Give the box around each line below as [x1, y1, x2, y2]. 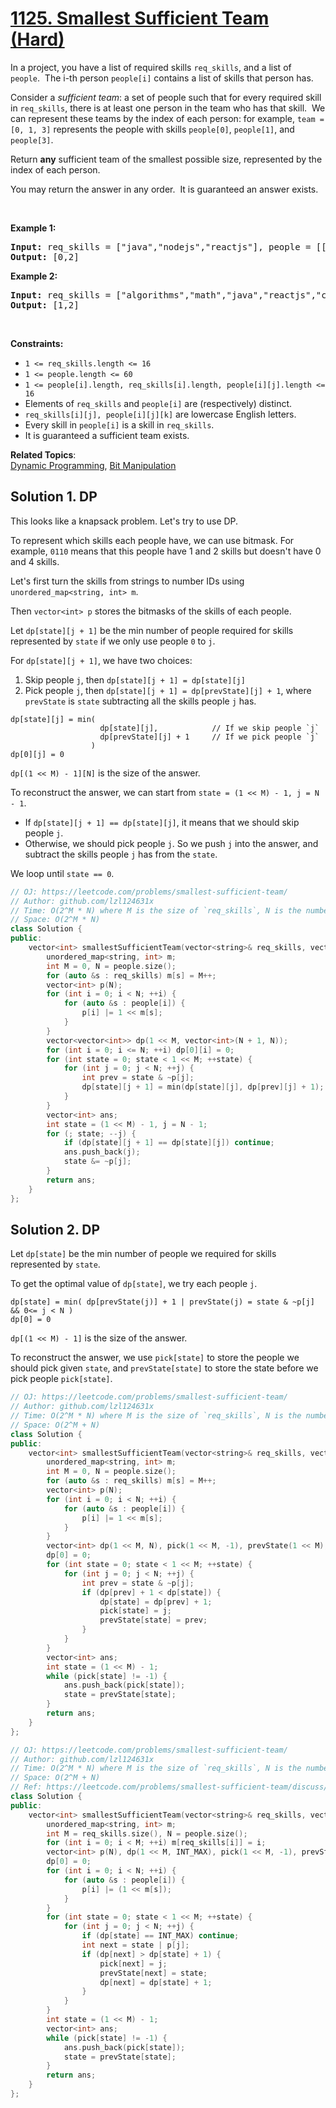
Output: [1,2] [10, 299, 80, 311]
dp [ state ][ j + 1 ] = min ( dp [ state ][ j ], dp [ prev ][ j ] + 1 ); [81, 1082, 325, 1092]
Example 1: [10, 222, 57, 234]
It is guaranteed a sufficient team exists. [24, 429, 190, 441]
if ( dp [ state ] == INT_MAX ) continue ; [81, 1931, 240, 1941]
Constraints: [10, 337, 64, 349]
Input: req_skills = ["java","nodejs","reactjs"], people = [10, 241, 312, 252]
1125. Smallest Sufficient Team [10, 7, 270, 30]
